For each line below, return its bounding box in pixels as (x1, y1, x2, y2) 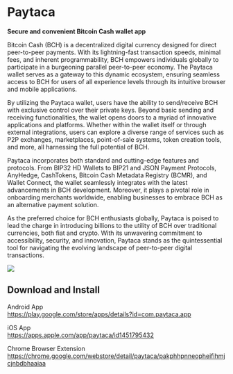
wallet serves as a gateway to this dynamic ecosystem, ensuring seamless (7, 70, 221, 79)
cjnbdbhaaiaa (7, 359, 46, 367)
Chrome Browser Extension (7, 344, 85, 352)
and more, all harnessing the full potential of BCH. (7, 143, 150, 151)
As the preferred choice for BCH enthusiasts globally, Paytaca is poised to (7, 213, 219, 222)
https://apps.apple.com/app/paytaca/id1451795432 (7, 331, 154, 339)
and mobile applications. (7, 85, 78, 93)
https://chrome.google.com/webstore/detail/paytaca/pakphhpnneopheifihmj (7, 352, 225, 360)
